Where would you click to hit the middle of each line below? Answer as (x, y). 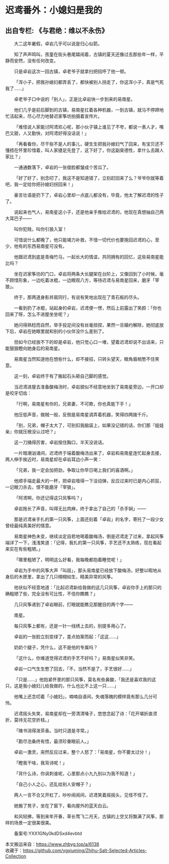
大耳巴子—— (18, 218)
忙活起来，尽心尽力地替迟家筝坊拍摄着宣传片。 (54, 116)
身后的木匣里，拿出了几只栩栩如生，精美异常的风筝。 (60, 577)
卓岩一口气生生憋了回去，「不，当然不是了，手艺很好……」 (74, 669)
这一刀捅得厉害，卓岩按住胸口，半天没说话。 (60, 442)
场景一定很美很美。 (34, 823)
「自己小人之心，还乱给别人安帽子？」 (54, 784)
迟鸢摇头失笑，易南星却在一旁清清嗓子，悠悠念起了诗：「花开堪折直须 (86, 714)
